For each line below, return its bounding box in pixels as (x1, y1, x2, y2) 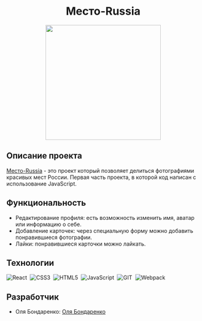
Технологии (6, 257, 54, 268)
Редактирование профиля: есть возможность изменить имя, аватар (15, 214, 195, 221)
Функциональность (6, 198, 87, 208)
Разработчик (6, 292, 60, 302)
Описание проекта (6, 151, 82, 161)
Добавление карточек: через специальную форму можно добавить (15, 227, 193, 234)
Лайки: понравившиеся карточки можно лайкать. (15, 240, 146, 247)
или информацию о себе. (15, 221, 82, 228)
